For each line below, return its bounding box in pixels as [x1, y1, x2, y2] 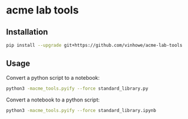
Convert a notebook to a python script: [6, 96, 100, 103]
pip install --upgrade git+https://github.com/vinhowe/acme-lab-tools [6, 42, 183, 48]
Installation [6, 27, 48, 37]
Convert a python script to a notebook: [6, 74, 100, 81]
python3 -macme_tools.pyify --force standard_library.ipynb [6, 107, 157, 113]
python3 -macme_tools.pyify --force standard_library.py [6, 86, 149, 91]
